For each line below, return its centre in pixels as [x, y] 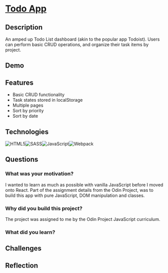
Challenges [23, 248]
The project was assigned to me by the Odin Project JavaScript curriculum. [83, 219]
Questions [22, 160]
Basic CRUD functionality [38, 95]
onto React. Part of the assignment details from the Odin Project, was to [79, 190]
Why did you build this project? [44, 208]
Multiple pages [28, 105]
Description [24, 27]
